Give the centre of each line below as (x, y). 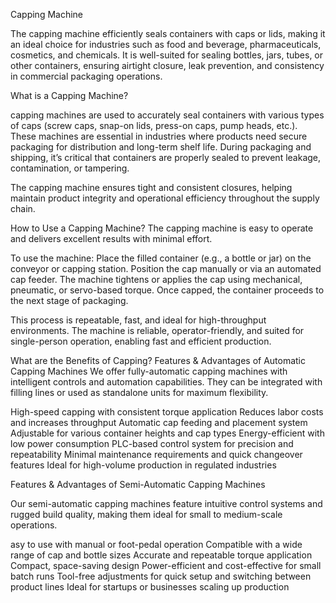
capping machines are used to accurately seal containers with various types (167, 115)
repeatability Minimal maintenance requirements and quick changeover (156, 454)
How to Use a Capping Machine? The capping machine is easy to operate (162, 228)
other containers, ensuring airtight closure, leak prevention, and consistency (167, 65)
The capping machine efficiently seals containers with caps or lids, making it (168, 33)
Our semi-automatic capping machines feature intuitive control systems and (166, 503)
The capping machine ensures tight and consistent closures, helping (151, 187)
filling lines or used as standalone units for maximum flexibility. (139, 392)
